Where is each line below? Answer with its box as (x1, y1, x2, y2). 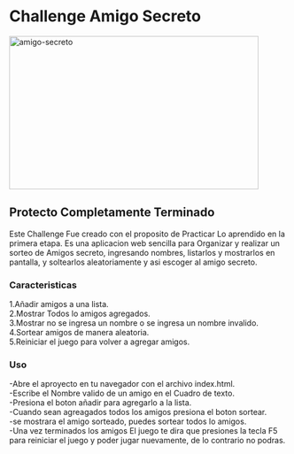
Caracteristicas (9, 279, 77, 291)
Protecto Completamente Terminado (9, 205, 215, 220)
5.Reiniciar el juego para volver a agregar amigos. (9, 336, 190, 347)
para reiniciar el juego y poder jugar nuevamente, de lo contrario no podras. (9, 435, 286, 446)
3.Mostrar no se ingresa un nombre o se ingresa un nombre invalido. (9, 318, 259, 328)
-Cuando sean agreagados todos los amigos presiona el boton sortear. (9, 407, 267, 418)
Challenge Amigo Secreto (9, 6, 202, 27)
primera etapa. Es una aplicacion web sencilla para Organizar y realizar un (9, 237, 281, 249)
